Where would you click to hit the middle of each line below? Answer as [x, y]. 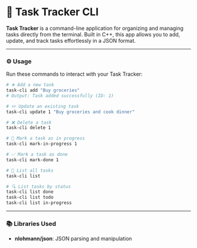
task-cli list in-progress [39, 203]
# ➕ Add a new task [30, 85]
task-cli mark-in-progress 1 [42, 144]
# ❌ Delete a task [29, 123]
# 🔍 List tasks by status [39, 186]
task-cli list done [30, 192]
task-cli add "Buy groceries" [43, 90]
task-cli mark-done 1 [33, 160]
